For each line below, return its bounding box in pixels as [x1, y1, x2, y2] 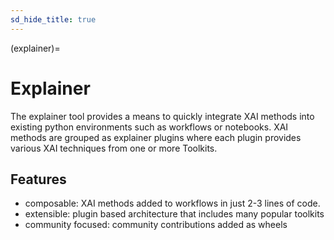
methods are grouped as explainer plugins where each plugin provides [10, 131, 302, 143]
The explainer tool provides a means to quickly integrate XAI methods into [10, 110, 315, 122]
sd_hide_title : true [10, 14, 97, 25]
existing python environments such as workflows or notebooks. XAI [10, 121, 289, 133]
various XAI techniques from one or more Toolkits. [10, 142, 218, 154]
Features [10, 171, 67, 188]
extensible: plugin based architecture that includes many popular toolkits [24, 208, 325, 220]
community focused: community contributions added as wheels [24, 219, 288, 231]
